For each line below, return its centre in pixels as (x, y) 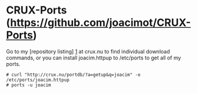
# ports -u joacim (29, 85)
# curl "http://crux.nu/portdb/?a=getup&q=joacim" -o (74, 75)
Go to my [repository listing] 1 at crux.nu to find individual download (88, 51)
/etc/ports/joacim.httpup (38, 80)
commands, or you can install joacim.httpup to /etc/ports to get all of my (94, 58)
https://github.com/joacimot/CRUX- (101, 23)
